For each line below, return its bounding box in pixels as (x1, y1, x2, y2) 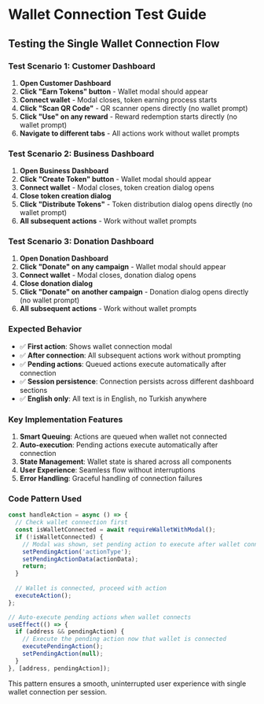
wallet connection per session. (8, 687, 108, 696)
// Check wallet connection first (15, 518, 128, 527)
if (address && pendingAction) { (15, 628, 125, 635)
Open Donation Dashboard (19, 254, 108, 263)
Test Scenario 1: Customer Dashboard (8, 61, 156, 72)
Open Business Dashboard (19, 166, 109, 176)
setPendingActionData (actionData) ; (22, 555, 139, 563)
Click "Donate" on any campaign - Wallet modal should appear (19, 262, 226, 272)
